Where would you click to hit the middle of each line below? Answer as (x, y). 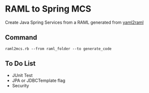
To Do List (20, 64)
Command (21, 38)
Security (20, 85)
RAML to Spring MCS (48, 9)
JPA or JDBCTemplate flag (39, 80)
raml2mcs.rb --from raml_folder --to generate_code (58, 49)
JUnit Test (22, 75)
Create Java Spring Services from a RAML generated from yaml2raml (74, 22)
